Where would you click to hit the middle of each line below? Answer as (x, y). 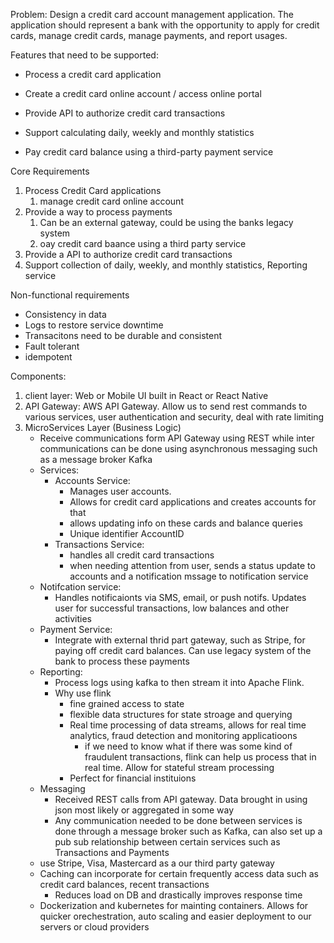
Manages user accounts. (120, 491)
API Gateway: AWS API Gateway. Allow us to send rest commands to (166, 406)
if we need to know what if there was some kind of (188, 746)
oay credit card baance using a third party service (143, 243)
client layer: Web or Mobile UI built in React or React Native (146, 395)
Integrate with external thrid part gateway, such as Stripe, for (180, 640)
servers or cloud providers (94, 927)
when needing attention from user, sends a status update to (192, 565)
